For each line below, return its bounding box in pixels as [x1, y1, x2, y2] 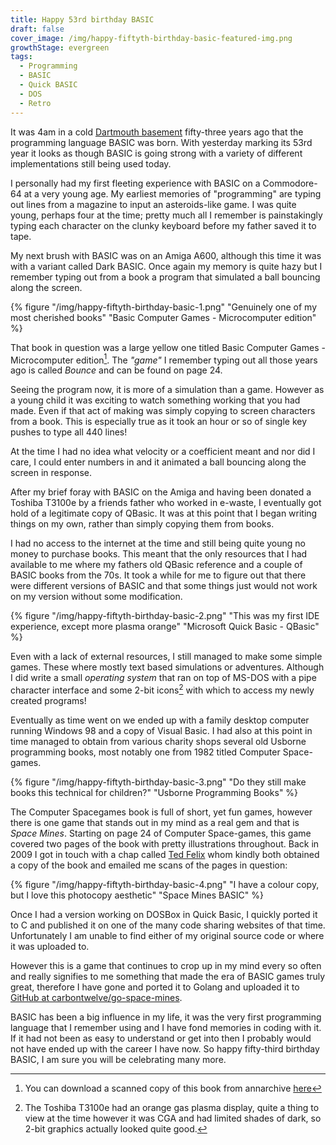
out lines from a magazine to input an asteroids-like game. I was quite [10, 198, 297, 210]
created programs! [10, 694, 87, 706]
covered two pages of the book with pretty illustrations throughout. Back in [10, 837, 320, 850]
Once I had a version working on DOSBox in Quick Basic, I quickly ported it [10, 908, 318, 920]
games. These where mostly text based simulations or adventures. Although [10, 661, 325, 673]
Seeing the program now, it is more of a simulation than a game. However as [10, 384, 325, 396]
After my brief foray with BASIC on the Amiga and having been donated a [10, 486, 312, 498]
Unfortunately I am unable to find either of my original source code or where [10, 929, 325, 941]
